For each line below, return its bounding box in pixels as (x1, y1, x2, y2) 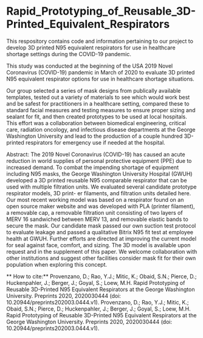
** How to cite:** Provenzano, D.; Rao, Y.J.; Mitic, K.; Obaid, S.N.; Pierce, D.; (6, 273, 197, 280)
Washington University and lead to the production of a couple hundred (6, 132, 183, 140)
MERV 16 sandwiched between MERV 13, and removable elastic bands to (6, 215, 188, 223)
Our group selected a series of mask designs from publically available (6, 87, 181, 94)
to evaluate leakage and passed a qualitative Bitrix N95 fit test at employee (6, 228, 193, 236)
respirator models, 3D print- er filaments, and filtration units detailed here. (6, 189, 191, 196)
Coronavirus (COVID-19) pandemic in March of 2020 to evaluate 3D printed (6, 68, 195, 76)
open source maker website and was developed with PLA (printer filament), (6, 203, 196, 210)
